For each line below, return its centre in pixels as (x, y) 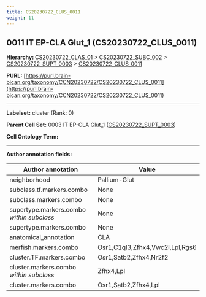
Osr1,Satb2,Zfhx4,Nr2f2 (133, 257)
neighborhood (30, 180)
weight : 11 (20, 18)
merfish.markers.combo (44, 247)
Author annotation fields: (39, 155)
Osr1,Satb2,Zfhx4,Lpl (129, 285)
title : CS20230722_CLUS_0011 (44, 12)
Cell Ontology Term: (32, 137)
